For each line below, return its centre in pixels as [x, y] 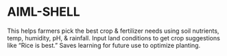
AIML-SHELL [44, 12]
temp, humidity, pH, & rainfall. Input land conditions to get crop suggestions [114, 38]
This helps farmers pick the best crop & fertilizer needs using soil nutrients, [113, 31]
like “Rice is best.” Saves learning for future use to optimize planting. [104, 45]
